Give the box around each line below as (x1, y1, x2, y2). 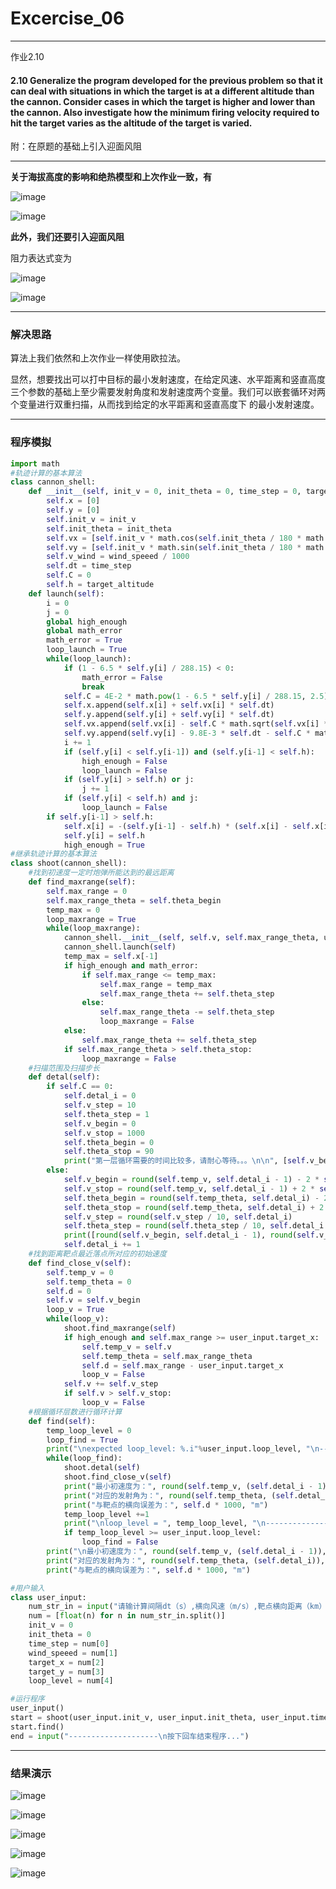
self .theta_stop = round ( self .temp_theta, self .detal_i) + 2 (63, 1202, 325, 1212)
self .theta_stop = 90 (63, 1147, 155, 1157)
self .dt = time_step (46, 561, 132, 571)
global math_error (46, 626, 123, 636)
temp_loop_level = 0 (46, 1425, 132, 1436)
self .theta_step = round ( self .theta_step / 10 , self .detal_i (63, 1221, 325, 1231)
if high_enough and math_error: (63, 960, 199, 971)
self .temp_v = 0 (46, 1267, 114, 1277)
